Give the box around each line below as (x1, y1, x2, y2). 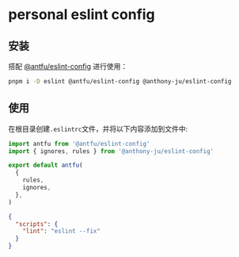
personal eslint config (8, 6, 156, 24)
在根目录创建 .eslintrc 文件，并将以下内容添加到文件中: (8, 124, 188, 133)
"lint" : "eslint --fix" (22, 228, 101, 236)
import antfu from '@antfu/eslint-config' (8, 140, 150, 148)
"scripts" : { (15, 220, 59, 228)
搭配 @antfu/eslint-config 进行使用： (8, 62, 128, 71)
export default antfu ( (8, 161, 83, 170)
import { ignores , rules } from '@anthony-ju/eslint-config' (8, 147, 214, 155)
